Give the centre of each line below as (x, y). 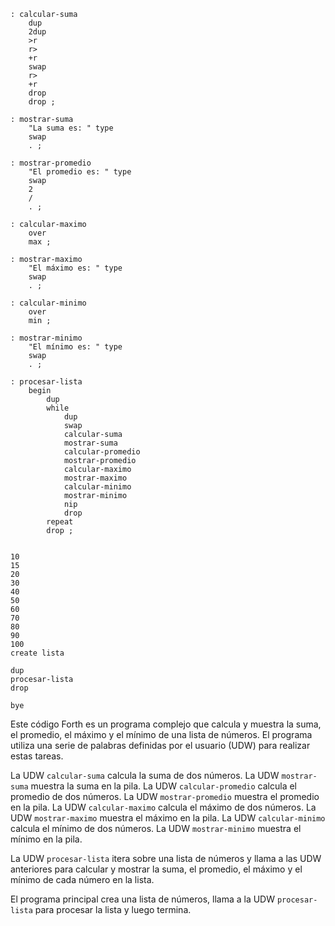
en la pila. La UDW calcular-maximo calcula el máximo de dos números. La (163, 807)
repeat (60, 522)
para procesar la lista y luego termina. (113, 909)
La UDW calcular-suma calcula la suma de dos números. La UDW (145, 775)
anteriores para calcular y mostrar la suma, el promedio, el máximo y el (156, 869)
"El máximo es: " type (75, 268)
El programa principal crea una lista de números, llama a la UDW (143, 899)
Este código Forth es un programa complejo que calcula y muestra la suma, (166, 724)
